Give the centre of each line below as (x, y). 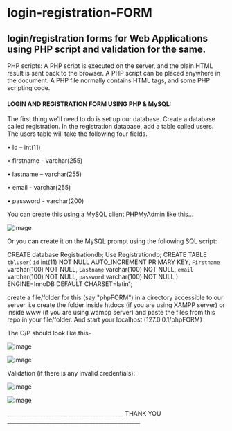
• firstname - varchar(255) (45, 161)
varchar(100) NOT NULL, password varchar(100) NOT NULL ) (93, 277)
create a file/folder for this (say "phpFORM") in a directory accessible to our (115, 298)
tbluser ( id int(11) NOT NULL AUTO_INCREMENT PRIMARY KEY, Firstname (114, 262)
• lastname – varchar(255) (44, 174)
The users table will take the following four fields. (77, 134)
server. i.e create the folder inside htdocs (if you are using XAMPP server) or (116, 305)
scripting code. (29, 88)
